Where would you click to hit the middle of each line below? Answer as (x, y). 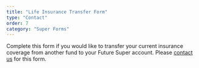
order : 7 (17, 23)
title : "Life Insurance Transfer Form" (57, 12)
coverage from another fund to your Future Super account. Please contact (100, 53)
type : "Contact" (27, 18)
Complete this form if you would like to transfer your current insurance (95, 46)
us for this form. (27, 59)
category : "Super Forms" (38, 29)
